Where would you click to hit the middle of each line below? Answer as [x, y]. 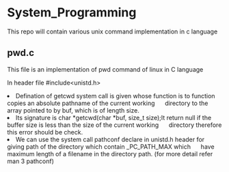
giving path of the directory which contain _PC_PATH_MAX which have [111, 146]
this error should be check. [45, 132]
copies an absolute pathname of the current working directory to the [108, 103]
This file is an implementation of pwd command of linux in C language [105, 69]
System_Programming [72, 13]
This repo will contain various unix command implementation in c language [112, 31]
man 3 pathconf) [31, 161]
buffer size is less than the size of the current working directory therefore [114, 125]
